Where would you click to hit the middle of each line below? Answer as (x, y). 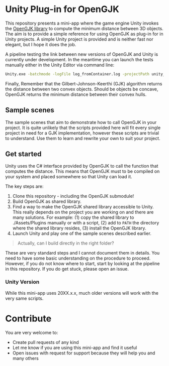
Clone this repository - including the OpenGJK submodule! (73, 196)
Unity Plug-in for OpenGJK (62, 9)
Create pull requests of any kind (46, 342)
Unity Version (22, 282)
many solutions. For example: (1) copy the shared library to (73, 217)
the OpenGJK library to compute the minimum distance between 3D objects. (84, 28)
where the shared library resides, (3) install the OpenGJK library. (79, 228)
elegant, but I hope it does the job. (41, 44)
